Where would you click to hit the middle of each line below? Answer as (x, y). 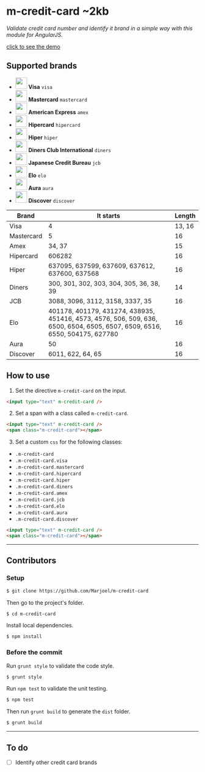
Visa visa (41, 86)
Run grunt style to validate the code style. (60, 665)
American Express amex (58, 112)
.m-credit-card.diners (44, 487)
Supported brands (42, 66)
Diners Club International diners (70, 150)
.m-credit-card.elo (40, 507)
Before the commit (34, 653)
